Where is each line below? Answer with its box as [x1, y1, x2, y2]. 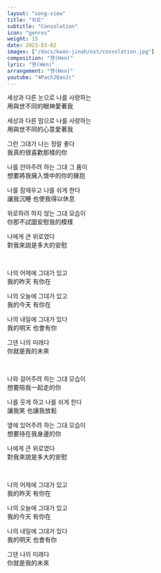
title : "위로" [7, 16, 45, 23]
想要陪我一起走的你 [7, 384, 62, 392]
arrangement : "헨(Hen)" [7, 67, 74, 74]
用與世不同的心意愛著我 [7, 125, 73, 134]
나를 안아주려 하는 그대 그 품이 [7, 163, 88, 172]
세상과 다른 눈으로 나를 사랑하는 [7, 93, 92, 102]
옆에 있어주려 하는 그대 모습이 [7, 421, 86, 430]
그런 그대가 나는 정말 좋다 [7, 140, 75, 148]
